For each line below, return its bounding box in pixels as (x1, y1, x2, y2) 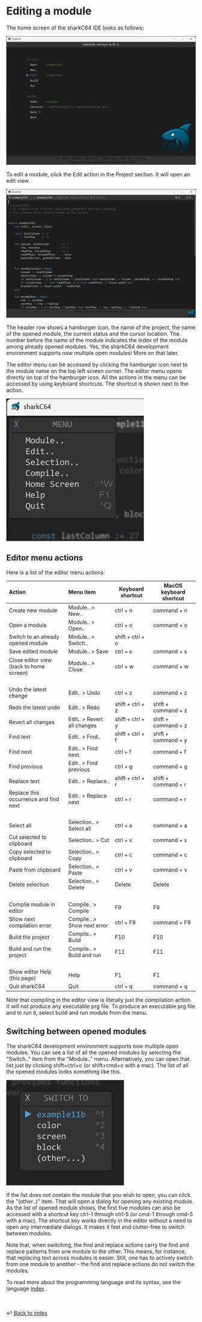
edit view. (6, 177, 30, 184)
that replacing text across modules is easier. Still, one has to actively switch (6, 1254, 194, 1261)
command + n (153, 607, 188, 614)
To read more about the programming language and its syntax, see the (6, 1278, 181, 1285)
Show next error (68, 922, 108, 929)
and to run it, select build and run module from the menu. (6, 1009, 148, 1016)
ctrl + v (115, 866, 132, 873)
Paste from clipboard (8, 866, 61, 873)
